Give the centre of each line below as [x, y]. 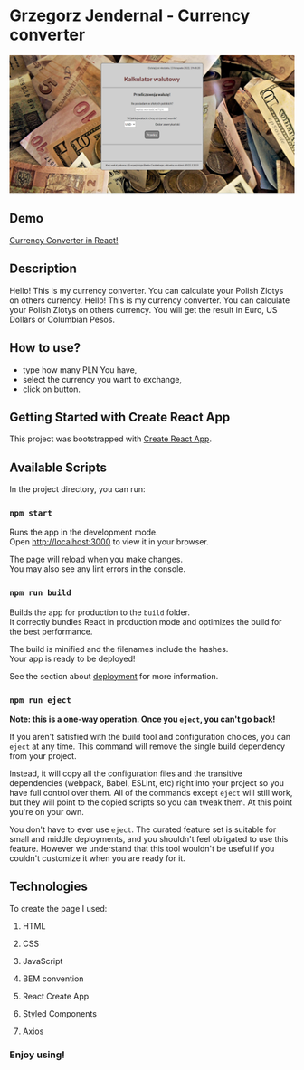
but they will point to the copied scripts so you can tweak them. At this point [151, 802]
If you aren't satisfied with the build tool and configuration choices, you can [150, 737]
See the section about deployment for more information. [114, 676]
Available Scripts [58, 467]
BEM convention [53, 979]
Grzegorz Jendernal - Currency [130, 16]
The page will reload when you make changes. [96, 559]
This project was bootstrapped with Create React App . [111, 439]
